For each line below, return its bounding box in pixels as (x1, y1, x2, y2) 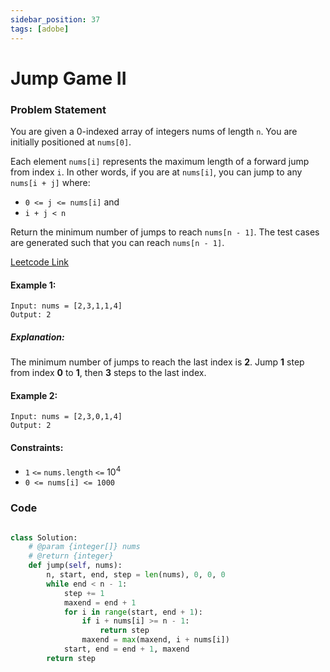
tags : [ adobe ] (10, 24, 70, 34)
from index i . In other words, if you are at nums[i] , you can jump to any (10, 166, 303, 178)
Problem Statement (10, 102, 107, 116)
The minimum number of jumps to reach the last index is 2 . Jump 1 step (10, 356, 305, 368)
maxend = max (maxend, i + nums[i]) (81, 635, 230, 645)
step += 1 (63, 588, 105, 598)
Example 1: (10, 279, 57, 291)
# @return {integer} (28, 551, 114, 561)
